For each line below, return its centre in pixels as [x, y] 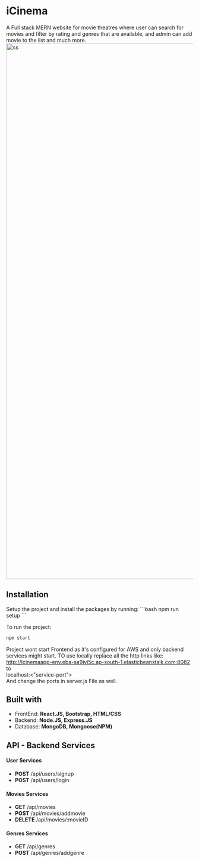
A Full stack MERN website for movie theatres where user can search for [95, 27]
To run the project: [29, 627]
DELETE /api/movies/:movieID [51, 820]
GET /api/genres [35, 847]
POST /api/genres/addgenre [49, 853]
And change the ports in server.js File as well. [62, 681]
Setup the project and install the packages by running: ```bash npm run [93, 609]
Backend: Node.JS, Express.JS [54, 720]
